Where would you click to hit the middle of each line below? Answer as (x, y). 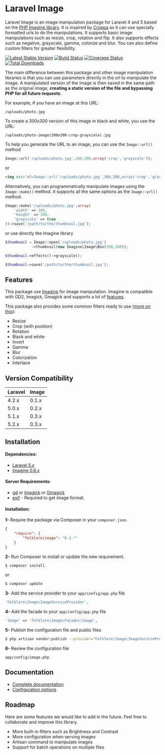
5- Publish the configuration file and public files (53, 630)
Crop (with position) (32, 326)
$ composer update (24, 584)
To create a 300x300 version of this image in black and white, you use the (80, 121)
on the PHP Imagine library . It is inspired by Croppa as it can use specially (80, 27)
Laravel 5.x (23, 465)
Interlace (21, 363)
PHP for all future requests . (33, 93)
